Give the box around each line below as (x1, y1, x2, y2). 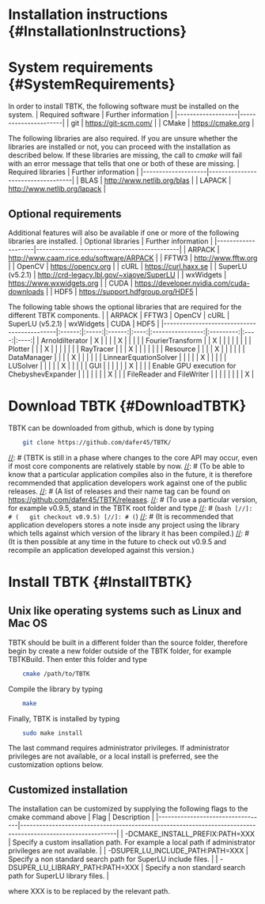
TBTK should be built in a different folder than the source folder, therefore (8, 637, 248, 647)
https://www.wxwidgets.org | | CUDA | (8, 278, 133, 288)
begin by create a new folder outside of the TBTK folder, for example (8, 646, 232, 656)
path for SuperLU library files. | (8, 872, 109, 881)
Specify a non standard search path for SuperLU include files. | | (8, 854, 218, 864)
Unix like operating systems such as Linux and (8, 604, 242, 618)
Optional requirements (8, 207, 122, 221)
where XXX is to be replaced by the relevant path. (8, 887, 170, 896)
